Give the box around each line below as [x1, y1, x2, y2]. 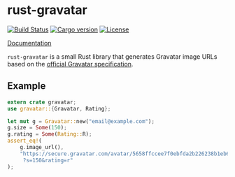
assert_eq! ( [7, 137, 42, 145]
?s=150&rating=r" [22, 157, 73, 164]
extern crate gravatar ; [7, 99, 77, 106]
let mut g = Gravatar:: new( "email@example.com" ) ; [7, 118, 155, 125]
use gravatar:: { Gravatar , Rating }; [7, 105, 111, 112]
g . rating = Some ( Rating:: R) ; [7, 131, 92, 138]
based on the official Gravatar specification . [7, 59, 134, 68]
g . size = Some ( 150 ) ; [7, 125, 68, 132]
